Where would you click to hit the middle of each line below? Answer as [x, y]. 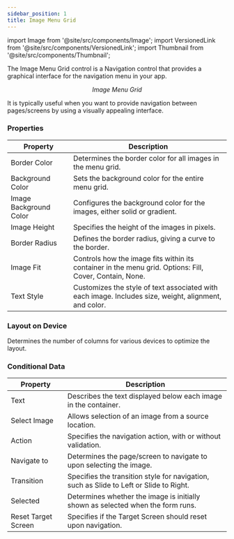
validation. [84, 445]
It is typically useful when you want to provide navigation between [102, 103]
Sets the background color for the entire [138, 178]
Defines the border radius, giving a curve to [144, 238]
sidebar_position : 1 [37, 14]
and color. [89, 304]
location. [81, 425]
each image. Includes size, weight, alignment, [147, 296]
